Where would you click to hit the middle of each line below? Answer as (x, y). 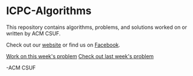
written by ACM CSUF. (33, 33)
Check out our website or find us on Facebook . (63, 45)
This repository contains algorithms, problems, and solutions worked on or (97, 27)
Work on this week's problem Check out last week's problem (80, 56)
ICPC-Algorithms (49, 11)
